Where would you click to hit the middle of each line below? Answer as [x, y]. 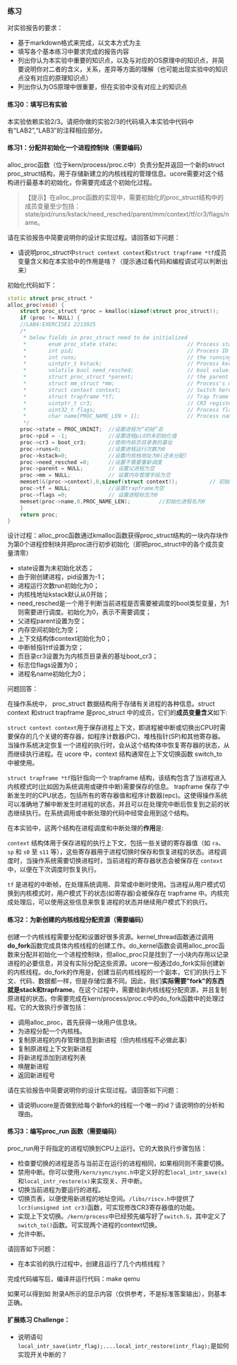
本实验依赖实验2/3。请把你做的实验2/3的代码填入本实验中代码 [98, 121]
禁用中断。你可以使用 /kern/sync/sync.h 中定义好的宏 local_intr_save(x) [122, 1172]
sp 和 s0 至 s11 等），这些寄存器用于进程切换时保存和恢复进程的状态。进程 [114, 852]
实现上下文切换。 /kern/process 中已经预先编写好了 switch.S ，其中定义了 [122, 1216]
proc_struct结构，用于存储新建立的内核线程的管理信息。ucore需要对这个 [113, 173]
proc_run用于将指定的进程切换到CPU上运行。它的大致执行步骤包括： [107, 1148]
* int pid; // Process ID [126, 350]
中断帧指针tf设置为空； [51, 647]
